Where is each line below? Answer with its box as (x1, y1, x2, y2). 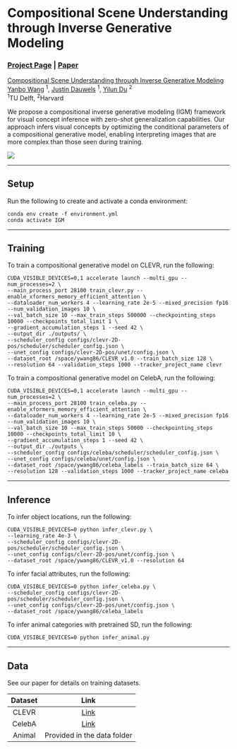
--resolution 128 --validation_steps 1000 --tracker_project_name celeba (7, 468, 229, 475)
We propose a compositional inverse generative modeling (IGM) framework (7, 108, 226, 116)
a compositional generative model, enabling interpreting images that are (7, 129, 217, 139)
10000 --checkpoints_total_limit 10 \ (7, 431, 121, 438)
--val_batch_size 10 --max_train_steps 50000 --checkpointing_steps (7, 424, 213, 432)
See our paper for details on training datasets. (7, 679, 141, 687)
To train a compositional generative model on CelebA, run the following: (7, 373, 216, 383)
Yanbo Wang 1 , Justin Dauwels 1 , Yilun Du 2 (7, 83, 133, 93)
